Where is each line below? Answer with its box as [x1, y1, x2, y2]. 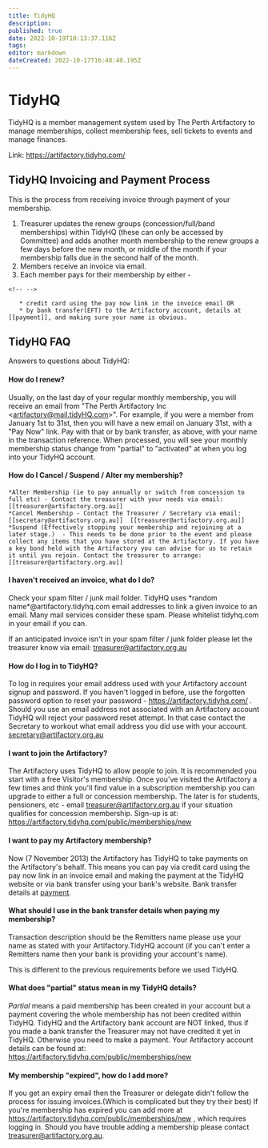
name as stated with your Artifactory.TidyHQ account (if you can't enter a [8, 940, 250, 950]
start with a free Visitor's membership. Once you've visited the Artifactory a [8, 774, 258, 784]
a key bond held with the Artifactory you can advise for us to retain [8, 544, 252, 552]
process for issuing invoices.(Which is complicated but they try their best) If [8, 1097, 258, 1106]
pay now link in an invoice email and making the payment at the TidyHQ [8, 871, 244, 880]
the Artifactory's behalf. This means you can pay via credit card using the [8, 862, 250, 871]
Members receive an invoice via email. [19, 261, 146, 271]
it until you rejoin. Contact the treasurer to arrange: [8, 551, 202, 560]
